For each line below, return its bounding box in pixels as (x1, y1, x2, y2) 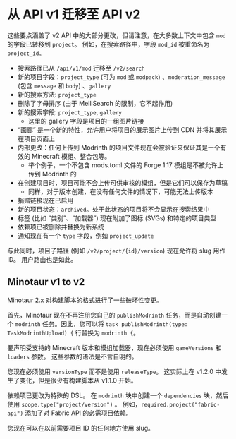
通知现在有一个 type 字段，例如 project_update (17, 231, 154, 240)
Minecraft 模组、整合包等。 (31, 152, 111, 160)
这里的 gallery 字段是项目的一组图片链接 (27, 116, 144, 125)
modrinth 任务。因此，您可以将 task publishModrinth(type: (15, 319, 188, 328)
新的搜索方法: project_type (17, 90, 97, 99)
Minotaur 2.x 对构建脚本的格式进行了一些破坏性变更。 (7, 296, 163, 304)
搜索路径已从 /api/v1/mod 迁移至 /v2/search (17, 64, 145, 72)
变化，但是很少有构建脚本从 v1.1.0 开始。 (19, 375, 137, 385)
